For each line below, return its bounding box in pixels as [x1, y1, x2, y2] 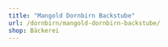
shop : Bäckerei [8, 26, 60, 34]
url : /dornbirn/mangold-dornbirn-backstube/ [8, 19, 161, 27]
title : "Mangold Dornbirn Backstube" [8, 11, 136, 20]
